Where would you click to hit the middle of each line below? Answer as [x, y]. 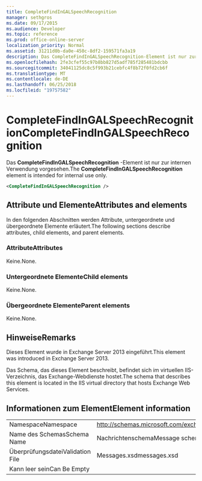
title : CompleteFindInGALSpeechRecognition [62, 12]
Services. [18, 389]
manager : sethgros [29, 17]
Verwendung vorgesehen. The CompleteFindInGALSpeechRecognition [94, 169]
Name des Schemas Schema [49, 435]
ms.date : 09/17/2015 [32, 23]
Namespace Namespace [43, 424]
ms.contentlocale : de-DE [37, 79]
